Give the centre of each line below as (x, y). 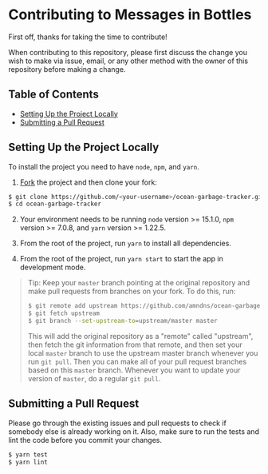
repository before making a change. (67, 69)
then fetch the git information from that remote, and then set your (135, 345)
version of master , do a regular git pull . (94, 378)
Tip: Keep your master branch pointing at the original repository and (139, 283)
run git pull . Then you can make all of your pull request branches (137, 361)
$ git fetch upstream (63, 313)
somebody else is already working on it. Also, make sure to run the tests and (134, 431)
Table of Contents (54, 95)
